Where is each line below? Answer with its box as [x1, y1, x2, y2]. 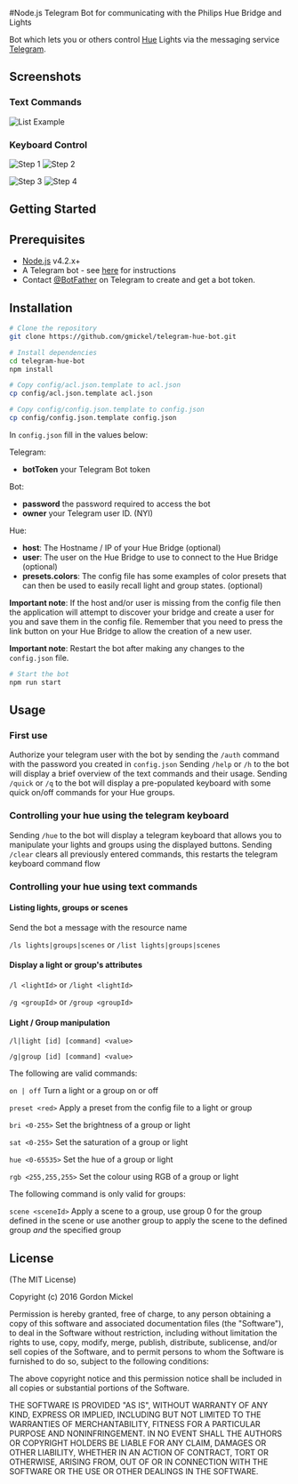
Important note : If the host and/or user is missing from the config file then [9, 597, 282, 608]
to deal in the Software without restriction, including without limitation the [9, 1327, 278, 1338]
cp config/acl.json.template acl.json [9, 389, 153, 399]
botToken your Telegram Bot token [21, 464, 151, 474]
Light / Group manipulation [9, 1017, 110, 1028]
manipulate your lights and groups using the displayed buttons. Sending [9, 839, 273, 850]
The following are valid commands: [9, 1068, 138, 1079]
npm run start [9, 678, 62, 687]
